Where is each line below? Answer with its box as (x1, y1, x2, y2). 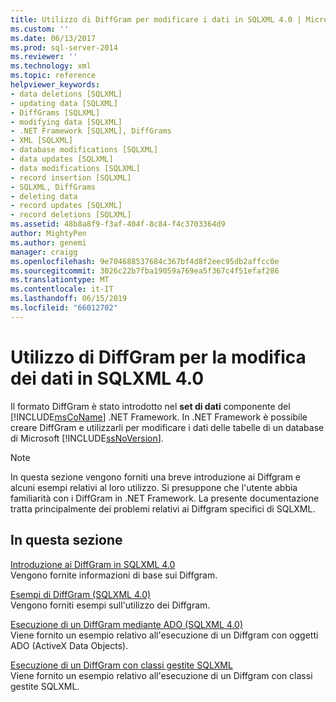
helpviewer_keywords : (10, 80, 101, 90)
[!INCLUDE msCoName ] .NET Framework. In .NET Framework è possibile (10, 411, 308, 423)
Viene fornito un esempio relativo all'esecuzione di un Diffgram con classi (10, 669, 313, 681)
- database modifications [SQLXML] (10, 145, 159, 155)
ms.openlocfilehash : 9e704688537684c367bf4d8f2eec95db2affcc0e (10, 256, 280, 266)
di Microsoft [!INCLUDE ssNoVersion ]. (10, 432, 164, 444)
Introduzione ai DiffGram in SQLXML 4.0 (10, 558, 176, 570)
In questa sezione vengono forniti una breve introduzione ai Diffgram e (10, 471, 302, 483)
